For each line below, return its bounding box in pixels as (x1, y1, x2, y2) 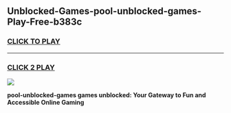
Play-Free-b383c (7, 16, 82, 28)
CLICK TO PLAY (7, 37, 60, 47)
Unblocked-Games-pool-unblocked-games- (7, 5, 201, 17)
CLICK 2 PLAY (7, 62, 55, 72)
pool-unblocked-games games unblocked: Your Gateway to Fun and (7, 90, 206, 99)
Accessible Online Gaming (7, 98, 85, 106)
